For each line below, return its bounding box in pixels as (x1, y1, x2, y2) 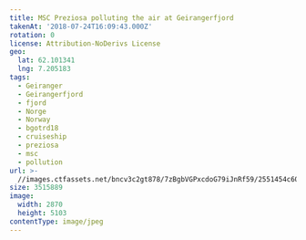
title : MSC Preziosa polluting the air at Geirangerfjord (9, 13, 234, 23)
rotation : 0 (9, 30, 55, 39)
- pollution (17, 157, 64, 167)
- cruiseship (17, 132, 67, 141)
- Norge (17, 107, 47, 116)
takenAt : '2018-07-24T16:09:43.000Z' (9, 22, 153, 31)
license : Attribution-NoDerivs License (9, 38, 161, 48)
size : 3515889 (9, 183, 64, 193)
